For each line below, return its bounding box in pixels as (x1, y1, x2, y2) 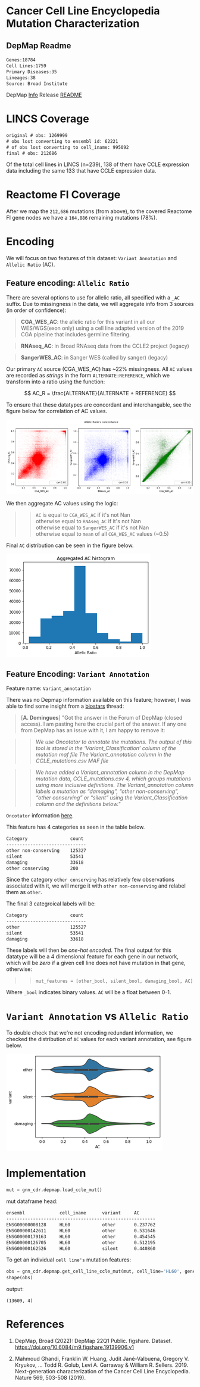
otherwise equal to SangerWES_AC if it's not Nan (35, 524, 149, 531)
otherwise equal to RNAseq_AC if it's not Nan (35, 518, 141, 525)
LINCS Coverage (6, 112, 89, 126)
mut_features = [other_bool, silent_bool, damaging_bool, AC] (35, 978, 193, 985)
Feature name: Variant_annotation (6, 685, 91, 692)
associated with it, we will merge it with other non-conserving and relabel (6, 882, 186, 889)
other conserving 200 (6, 866, 79, 871)
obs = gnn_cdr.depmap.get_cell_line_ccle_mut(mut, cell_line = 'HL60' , (6, 1268, 183, 1274)
